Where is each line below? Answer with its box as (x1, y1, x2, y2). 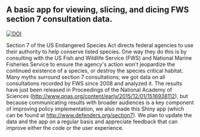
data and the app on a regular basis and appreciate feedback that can (6, 118, 178, 125)
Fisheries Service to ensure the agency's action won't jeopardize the (6, 60, 175, 68)
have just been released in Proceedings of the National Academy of (6, 86, 173, 93)
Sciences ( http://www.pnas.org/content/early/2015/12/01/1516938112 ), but (6, 92, 188, 99)
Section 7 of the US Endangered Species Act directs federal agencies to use (6, 41, 194, 48)
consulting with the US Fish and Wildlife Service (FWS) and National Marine (6, 54, 192, 62)
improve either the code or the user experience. (6, 124, 124, 131)
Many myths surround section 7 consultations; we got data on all (6, 73, 165, 80)
